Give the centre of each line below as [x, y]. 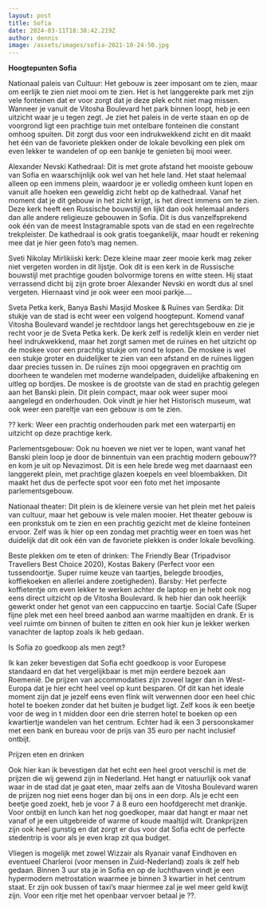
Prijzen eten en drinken [46, 755]
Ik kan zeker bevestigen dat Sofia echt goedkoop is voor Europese [117, 663]
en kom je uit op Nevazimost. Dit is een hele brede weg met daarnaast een [130, 466]
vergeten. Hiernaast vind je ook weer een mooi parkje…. [100, 293]
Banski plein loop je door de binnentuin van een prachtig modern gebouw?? [132, 457]
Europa [20, 688]
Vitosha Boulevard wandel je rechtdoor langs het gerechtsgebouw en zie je [132, 324]
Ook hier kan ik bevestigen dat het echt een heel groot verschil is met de [128, 770]
